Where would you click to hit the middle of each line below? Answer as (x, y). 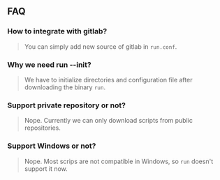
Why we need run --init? (50, 64)
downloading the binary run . (65, 87)
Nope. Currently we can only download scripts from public (109, 121)
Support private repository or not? (66, 105)
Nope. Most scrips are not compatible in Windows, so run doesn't (119, 161)
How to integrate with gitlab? (57, 31)
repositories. (42, 128)
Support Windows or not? (52, 146)
